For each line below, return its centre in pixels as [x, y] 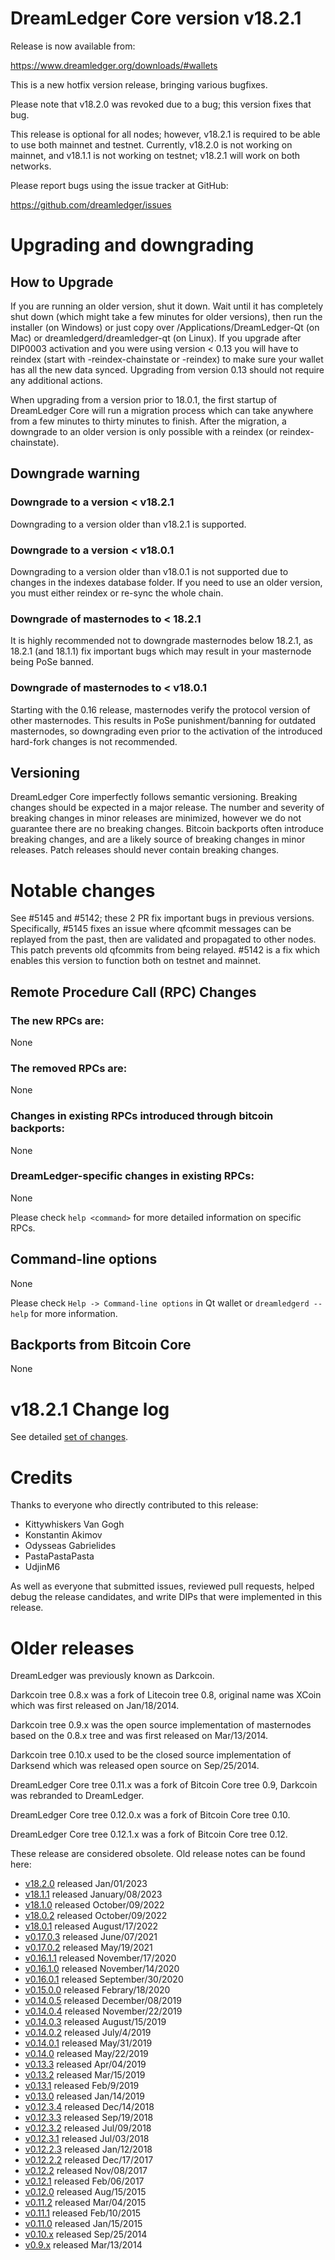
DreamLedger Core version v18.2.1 [156, 18]
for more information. [74, 1313]
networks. [31, 166]
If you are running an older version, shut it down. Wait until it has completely [167, 306]
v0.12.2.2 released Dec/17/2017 [89, 2160]
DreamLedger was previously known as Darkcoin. [112, 1676]
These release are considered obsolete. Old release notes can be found [158, 1854]
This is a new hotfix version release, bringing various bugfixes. [139, 84]
